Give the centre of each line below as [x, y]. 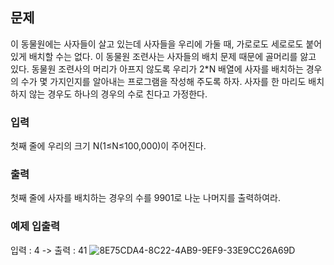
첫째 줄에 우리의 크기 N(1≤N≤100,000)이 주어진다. [108, 146]
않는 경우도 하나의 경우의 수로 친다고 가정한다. [118, 94]
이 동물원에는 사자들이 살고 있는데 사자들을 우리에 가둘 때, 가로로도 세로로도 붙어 [166, 44]
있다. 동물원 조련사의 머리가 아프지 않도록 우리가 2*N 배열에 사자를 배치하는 [157, 69]
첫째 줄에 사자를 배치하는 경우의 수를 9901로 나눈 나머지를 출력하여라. [145, 198]
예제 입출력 [35, 226]
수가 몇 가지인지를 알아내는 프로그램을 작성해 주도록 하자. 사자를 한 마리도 [163, 81]
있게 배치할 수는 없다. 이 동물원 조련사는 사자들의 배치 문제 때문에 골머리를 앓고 [163, 56]
